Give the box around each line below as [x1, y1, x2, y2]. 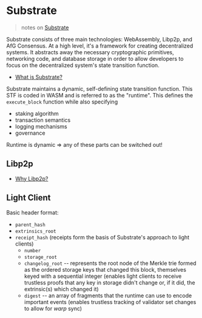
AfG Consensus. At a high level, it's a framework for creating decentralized [6, 42, 194, 49]
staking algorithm [15, 110, 59, 117]
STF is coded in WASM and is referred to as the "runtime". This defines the [6, 91, 193, 99]
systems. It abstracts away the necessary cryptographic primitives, [6, 48, 174, 55]
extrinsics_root [15, 228, 56, 235]
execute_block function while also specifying [6, 98, 118, 105]
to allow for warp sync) [24, 305, 82, 312]
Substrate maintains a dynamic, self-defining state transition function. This [6, 85, 193, 92]
